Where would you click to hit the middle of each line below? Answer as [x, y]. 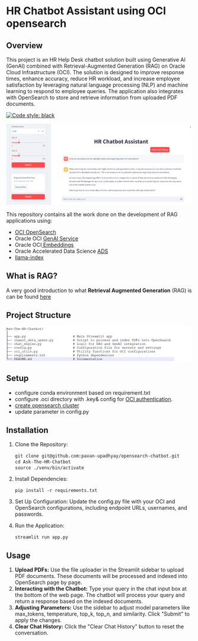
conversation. [31, 633]
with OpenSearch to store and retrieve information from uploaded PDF [92, 97]
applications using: [29, 220]
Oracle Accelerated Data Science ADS [61, 251]
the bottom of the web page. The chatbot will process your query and [100, 595]
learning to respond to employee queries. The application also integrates [95, 91]
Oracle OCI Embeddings [44, 245]
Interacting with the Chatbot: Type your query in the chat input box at [100, 589]
